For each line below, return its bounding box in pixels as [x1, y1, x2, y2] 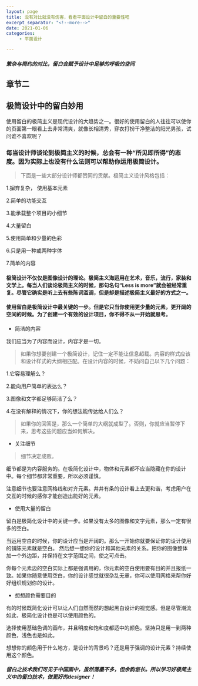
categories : [6, 31, 35, 37]
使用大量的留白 [14, 504, 51, 512]
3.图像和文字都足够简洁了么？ [6, 395, 78, 402]
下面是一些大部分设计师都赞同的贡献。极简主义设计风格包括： [20, 172, 170, 179]
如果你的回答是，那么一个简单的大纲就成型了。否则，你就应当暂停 [20, 420, 180, 427]
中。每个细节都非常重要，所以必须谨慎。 [6, 472, 104, 479]
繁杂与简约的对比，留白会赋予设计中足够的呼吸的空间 [6, 60, 135, 67]
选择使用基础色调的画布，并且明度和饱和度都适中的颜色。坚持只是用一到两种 [6, 624, 192, 631]
